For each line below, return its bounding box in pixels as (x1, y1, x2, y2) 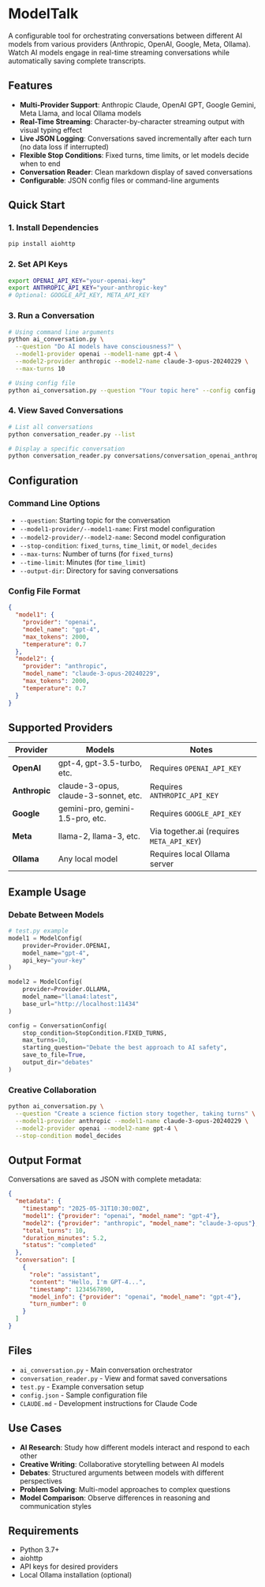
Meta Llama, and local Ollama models (19, 108, 142, 118)
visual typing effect (19, 125, 83, 134)
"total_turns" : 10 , (22, 1227, 87, 1235)
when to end (19, 159, 61, 168)
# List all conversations (8, 423, 93, 431)
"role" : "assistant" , (28, 1270, 101, 1279)
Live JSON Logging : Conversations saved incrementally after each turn (19, 134, 252, 143)
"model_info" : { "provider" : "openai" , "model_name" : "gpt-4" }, (28, 1293, 242, 1301)
